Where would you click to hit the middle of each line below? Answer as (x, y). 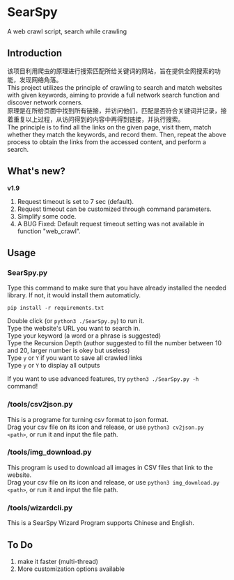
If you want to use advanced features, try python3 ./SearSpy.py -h (103, 379)
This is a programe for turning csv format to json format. (88, 419)
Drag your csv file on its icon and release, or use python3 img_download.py (114, 482)
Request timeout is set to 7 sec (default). (76, 201)
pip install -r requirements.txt (56, 308)
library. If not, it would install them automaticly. (74, 295)
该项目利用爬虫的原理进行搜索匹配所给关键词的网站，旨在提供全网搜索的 (111, 71)
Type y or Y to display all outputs (54, 366)
